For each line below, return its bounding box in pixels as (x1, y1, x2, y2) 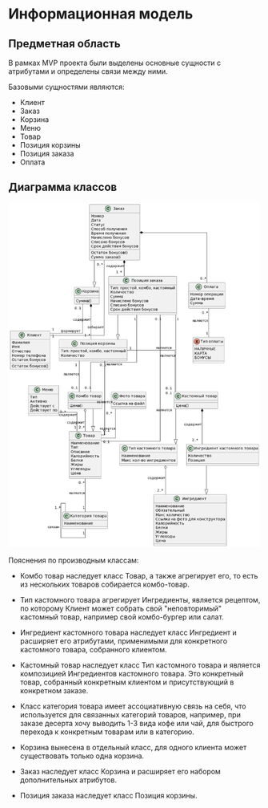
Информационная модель (8, 5, 194, 23)
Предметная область (8, 37, 122, 51)
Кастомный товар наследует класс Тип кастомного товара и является (19, 660, 261, 670)
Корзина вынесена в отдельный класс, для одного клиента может (19, 742, 247, 752)
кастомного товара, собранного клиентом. (19, 644, 167, 654)
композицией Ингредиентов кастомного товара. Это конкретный (19, 668, 244, 678)
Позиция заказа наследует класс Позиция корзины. (19, 790, 198, 800)
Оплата (19, 157, 46, 167)
